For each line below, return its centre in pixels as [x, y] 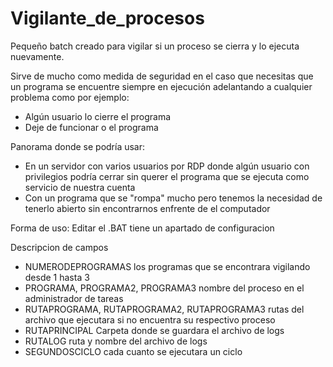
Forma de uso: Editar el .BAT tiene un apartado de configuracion [142, 228]
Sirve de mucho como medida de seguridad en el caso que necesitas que [162, 76]
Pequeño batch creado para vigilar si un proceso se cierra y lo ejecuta [155, 46]
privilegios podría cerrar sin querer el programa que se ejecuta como [167, 176]
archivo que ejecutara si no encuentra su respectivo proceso [150, 319]
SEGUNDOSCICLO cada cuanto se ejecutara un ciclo [133, 351]
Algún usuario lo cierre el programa [98, 116]
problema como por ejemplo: [70, 97]
